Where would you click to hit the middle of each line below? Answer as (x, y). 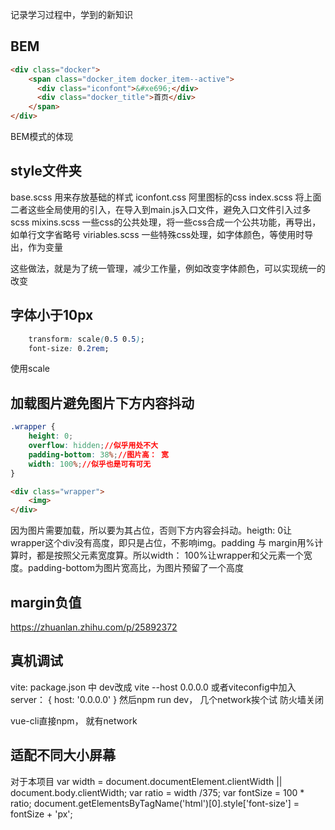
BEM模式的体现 (42, 137)
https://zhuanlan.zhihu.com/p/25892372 (94, 627)
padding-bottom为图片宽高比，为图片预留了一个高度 (136, 568)
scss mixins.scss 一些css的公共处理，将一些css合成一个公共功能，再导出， (166, 222)
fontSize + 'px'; (41, 814)
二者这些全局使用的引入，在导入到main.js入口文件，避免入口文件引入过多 (161, 209)
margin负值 (46, 602)
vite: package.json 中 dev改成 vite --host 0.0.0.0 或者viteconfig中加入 (153, 687)
